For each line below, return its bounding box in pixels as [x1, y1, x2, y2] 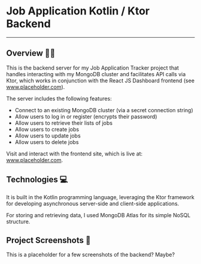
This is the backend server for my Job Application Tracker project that [6, 64, 179, 71]
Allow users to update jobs [14, 132, 81, 139]
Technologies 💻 [6, 175, 68, 185]
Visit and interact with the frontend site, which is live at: [6, 150, 143, 157]
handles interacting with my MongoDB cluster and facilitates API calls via [6, 70, 186, 77]
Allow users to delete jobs [14, 138, 79, 145]
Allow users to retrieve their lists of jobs [14, 119, 112, 127]
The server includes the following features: [6, 95, 112, 102]
